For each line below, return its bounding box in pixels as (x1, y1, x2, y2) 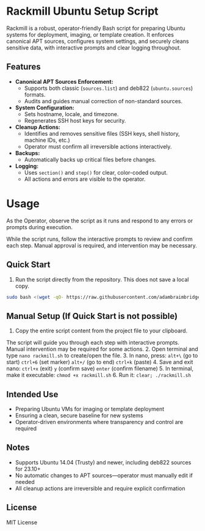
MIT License (6, 518, 38, 526)
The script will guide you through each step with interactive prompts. (6, 339, 180, 346)
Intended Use (6, 389, 59, 400)
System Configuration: (15, 104, 74, 111)
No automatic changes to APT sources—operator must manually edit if (15, 472, 193, 479)
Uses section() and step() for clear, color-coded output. (24, 169, 168, 176)
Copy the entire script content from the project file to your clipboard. (15, 327, 188, 334)
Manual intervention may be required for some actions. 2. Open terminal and (6, 345, 198, 353)
